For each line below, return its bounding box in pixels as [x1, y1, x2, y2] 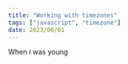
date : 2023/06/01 [8, 26, 65, 34]
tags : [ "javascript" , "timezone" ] [8, 19, 122, 27]
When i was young [8, 48, 68, 57]
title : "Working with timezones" [8, 11, 118, 20]
